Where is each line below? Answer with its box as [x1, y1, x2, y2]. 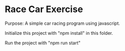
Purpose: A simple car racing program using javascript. [5, 20, 120, 26]
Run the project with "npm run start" [5, 39, 81, 46]
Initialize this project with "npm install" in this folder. [5, 30, 113, 36]
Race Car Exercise [5, 4, 83, 15]
